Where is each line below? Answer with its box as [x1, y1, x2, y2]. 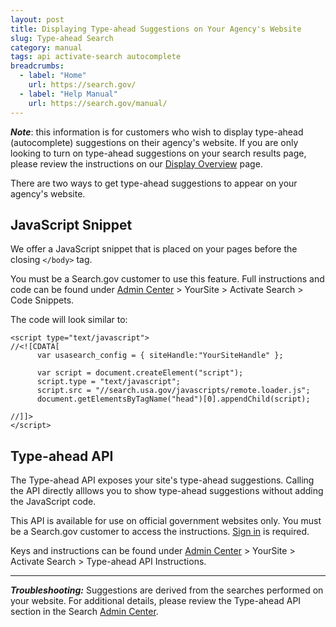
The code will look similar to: [10, 314, 128, 326]
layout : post [10, 14, 65, 25]
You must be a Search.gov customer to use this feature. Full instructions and [10, 273, 325, 285]
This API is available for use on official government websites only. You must [10, 515, 322, 527]
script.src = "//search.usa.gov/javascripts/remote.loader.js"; [36, 386, 311, 396]
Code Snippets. [10, 294, 75, 306]
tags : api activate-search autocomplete [10, 52, 182, 62]
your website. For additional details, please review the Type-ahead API [10, 595, 302, 607]
